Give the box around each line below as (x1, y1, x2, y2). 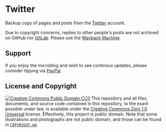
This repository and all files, (91, 95, 148, 101)
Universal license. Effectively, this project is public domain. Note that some (5, 111, 158, 117)
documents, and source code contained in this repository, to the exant (5, 100, 149, 106)
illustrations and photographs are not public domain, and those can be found (5, 116, 162, 122)
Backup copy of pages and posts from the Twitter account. (5, 20, 125, 26)
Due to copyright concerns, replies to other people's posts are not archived (5, 29, 159, 35)
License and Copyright (5, 82, 77, 90)
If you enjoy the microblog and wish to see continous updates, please (5, 62, 147, 68)
